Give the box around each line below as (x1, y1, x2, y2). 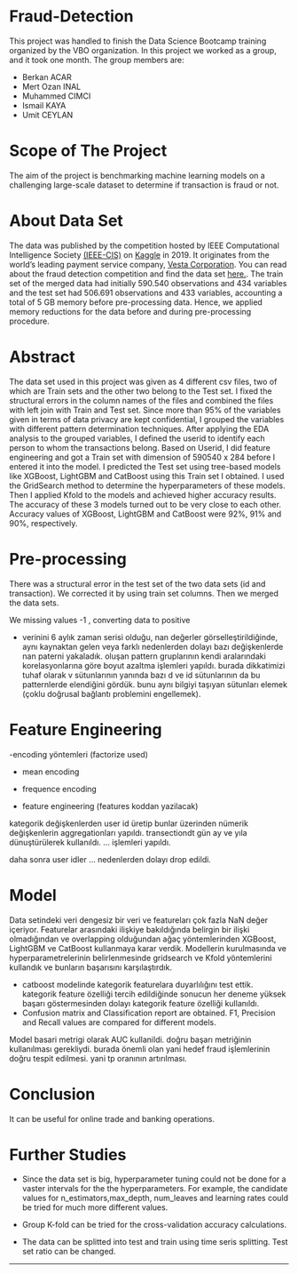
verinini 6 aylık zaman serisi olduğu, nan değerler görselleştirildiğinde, (21, 631, 278, 642)
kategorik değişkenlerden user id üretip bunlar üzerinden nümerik (9, 818, 248, 829)
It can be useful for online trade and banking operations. (9, 1113, 216, 1124)
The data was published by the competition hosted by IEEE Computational (9, 240, 279, 251)
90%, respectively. (9, 517, 78, 528)
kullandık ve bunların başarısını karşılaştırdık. (9, 962, 173, 973)
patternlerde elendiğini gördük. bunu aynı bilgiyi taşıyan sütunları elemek (21, 678, 288, 690)
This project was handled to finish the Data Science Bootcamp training (9, 36, 267, 46)
